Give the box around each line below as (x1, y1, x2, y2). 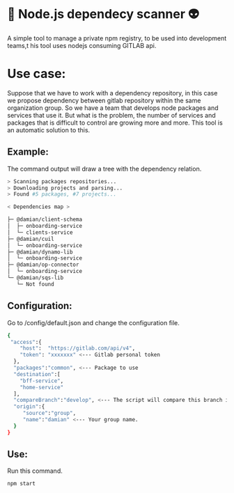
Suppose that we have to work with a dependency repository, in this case (7, 88, 218, 97)
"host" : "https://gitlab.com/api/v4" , (19, 345, 136, 352)
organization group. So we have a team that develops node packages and (7, 103, 219, 112)
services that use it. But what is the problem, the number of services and (7, 111, 216, 119)
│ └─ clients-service (7, 228, 73, 236)
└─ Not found (16, 281, 54, 288)
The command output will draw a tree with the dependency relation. (7, 164, 202, 173)
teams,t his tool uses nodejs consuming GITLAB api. (7, 41, 157, 49)
